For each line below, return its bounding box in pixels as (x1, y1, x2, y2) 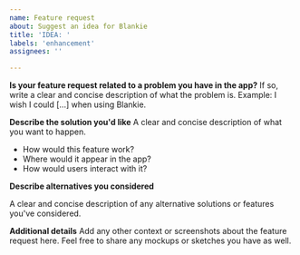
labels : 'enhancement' (9, 38, 95, 48)
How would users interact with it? (22, 163, 148, 174)
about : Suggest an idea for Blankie (9, 22, 148, 31)
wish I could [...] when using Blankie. (9, 99, 147, 110)
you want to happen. (9, 126, 86, 137)
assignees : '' (9, 47, 63, 56)
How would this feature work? (22, 144, 134, 155)
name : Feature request (9, 13, 95, 23)
